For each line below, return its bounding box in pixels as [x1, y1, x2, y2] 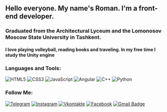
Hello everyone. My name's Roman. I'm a [5, 4, 137, 13]
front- [138, 4, 158, 13]
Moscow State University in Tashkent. [5, 34, 102, 41]
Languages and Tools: [5, 64, 61, 72]
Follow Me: [5, 89, 33, 96]
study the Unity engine [5, 52, 55, 58]
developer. [19, 12, 54, 21]
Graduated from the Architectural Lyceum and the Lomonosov [5, 28, 162, 35]
